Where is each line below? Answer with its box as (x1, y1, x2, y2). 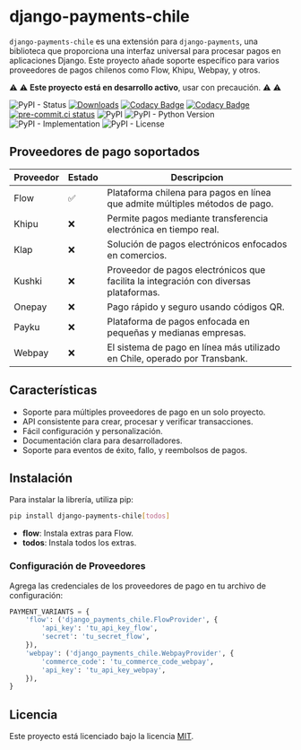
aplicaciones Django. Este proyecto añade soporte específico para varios (9, 55, 279, 65)
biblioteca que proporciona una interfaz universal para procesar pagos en (9, 45, 281, 56)
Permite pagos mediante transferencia (107, 212, 269, 224)
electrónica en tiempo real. (107, 222, 219, 235)
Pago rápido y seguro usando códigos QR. (107, 301, 285, 313)
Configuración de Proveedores (9, 560, 146, 572)
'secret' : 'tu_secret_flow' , (41, 632, 150, 641)
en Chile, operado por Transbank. (107, 352, 248, 364)
